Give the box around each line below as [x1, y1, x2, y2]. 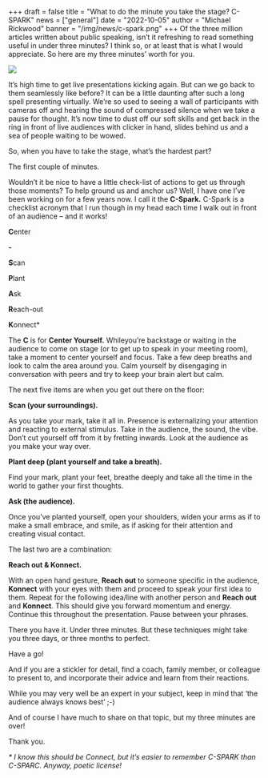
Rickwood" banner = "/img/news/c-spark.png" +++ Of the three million [8, 24, 243, 33]
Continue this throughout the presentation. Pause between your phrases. [8, 610, 249, 619]
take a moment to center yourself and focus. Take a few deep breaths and [8, 352, 252, 362]
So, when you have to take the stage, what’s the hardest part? [8, 146, 212, 155]
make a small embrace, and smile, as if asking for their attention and [8, 520, 234, 530]
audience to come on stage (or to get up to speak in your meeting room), [8, 344, 248, 353]
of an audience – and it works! [8, 211, 108, 221]
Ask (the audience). [8, 496, 76, 506]
